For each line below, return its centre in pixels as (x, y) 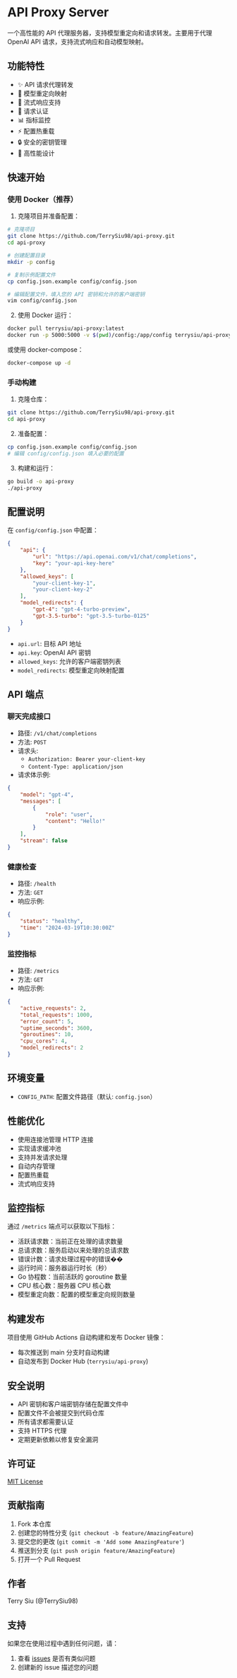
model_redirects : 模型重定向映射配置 (71, 670)
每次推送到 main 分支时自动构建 (63, 1352)
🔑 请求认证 (33, 111)
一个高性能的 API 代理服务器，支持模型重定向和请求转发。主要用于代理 (110, 33)
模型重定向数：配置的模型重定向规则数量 (76, 1294)
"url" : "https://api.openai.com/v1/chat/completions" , (115, 557)
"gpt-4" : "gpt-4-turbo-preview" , (82, 609)
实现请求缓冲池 (39, 1148)
